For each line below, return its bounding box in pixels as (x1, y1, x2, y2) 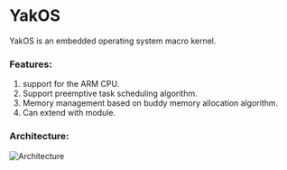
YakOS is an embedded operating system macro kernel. (9, 35, 217, 46)
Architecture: (9, 130, 69, 143)
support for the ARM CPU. (22, 79, 120, 90)
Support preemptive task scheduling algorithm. (22, 88, 198, 99)
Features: (9, 58, 52, 71)
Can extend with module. (22, 108, 116, 118)
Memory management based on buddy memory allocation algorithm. (22, 98, 279, 109)
